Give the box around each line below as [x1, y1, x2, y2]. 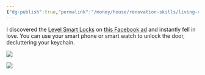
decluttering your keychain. [6, 38, 75, 46]
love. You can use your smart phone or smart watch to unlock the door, [6, 32, 185, 40]
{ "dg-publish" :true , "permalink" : [6, 9, 92, 15]
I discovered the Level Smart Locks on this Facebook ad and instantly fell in [6, 26, 196, 33]
